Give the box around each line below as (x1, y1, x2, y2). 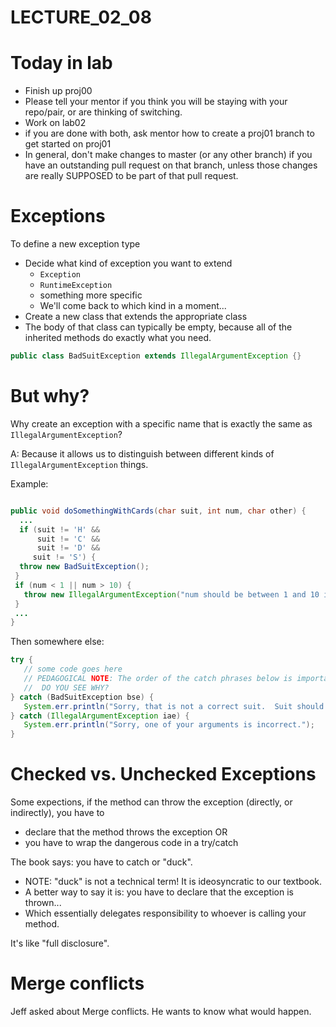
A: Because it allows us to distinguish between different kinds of (10, 447, 275, 460)
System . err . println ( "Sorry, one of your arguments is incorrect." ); (23, 720, 315, 730)
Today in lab (10, 52, 113, 75)
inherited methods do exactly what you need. (24, 332, 212, 344)
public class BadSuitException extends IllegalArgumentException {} (10, 351, 302, 361)
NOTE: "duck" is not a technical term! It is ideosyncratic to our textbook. (24, 876, 323, 888)
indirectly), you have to (10, 807, 105, 819)
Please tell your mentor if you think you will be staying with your (24, 96, 288, 108)
